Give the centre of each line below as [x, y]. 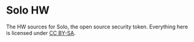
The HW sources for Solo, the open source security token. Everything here [97, 27]
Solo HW [28, 10]
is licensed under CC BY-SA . [41, 33]
